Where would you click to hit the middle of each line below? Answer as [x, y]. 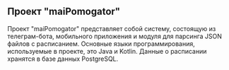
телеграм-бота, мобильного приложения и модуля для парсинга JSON [115, 36]
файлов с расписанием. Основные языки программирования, [101, 43]
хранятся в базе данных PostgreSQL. [63, 59]
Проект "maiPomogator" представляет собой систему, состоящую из [112, 28]
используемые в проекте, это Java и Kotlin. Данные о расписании [107, 51]
